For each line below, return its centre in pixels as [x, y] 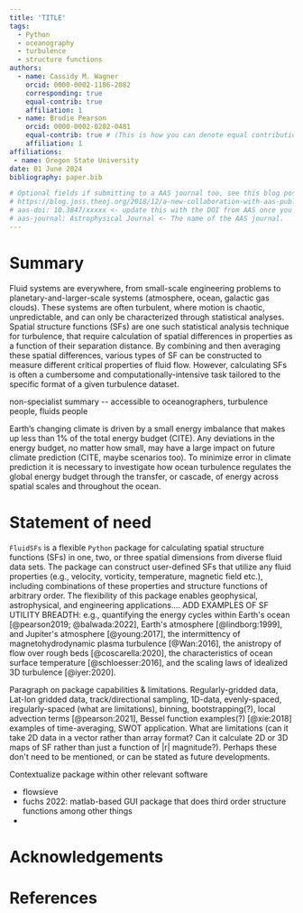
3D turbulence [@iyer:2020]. [63, 672]
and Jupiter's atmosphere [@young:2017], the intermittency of [125, 633]
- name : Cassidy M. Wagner [68, 77]
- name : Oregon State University [76, 160]
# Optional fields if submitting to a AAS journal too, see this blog [145, 194]
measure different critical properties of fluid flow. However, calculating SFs [148, 364]
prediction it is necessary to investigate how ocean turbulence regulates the [150, 466]
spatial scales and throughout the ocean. [85, 486]
